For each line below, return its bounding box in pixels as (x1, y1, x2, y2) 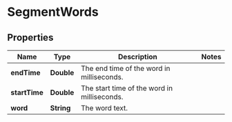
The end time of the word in (80, 63, 171, 73)
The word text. (80, 103, 128, 112)
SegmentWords (7, 4, 99, 20)
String (50, 103, 71, 112)
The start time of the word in (80, 83, 173, 93)
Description (118, 52, 157, 61)
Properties (7, 32, 54, 43)
